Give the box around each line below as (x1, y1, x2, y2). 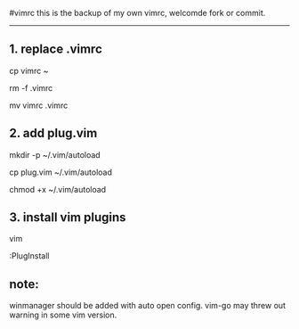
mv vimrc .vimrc (9, 100, 69, 111)
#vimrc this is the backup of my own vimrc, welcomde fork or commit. (9, 8, 266, 18)
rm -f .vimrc (9, 82, 53, 93)
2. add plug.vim (9, 126, 98, 141)
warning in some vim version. (9, 309, 117, 320)
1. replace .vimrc (9, 42, 102, 57)
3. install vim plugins (9, 210, 126, 226)
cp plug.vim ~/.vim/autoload (9, 167, 113, 177)
